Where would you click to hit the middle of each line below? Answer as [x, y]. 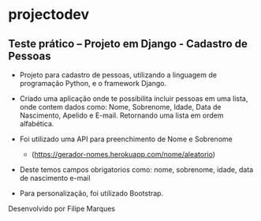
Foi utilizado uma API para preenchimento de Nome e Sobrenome [126, 139]
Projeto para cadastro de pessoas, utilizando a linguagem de [118, 75]
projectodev [49, 15]
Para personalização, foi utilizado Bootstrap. [91, 193]
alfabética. [37, 124]
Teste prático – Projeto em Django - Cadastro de [128, 44]
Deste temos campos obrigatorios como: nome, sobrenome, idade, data [136, 170]
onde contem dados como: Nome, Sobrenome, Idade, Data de [120, 107]
